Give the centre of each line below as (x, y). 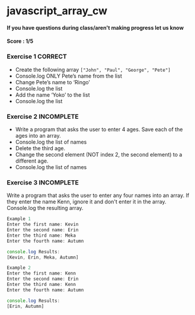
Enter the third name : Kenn (41, 285)
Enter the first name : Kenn (41, 273)
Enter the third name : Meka (41, 236)
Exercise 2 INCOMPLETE (43, 116)
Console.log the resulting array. (45, 208)
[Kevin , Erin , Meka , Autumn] (43, 257)
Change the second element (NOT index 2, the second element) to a (99, 154)
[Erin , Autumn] (25, 306)
